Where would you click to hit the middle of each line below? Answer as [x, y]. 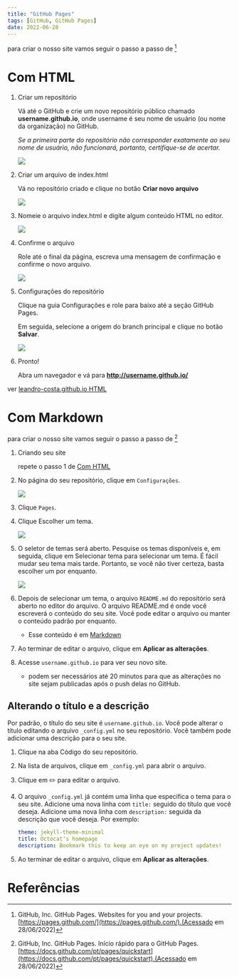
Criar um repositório [47, 97]
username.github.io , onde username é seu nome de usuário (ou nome [122, 118]
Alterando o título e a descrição [78, 706]
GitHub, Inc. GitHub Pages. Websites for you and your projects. [110, 914]
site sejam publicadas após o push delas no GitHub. [104, 683]
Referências [44, 888]
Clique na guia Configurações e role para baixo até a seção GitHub [116, 305]
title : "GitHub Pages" [41, 14]
